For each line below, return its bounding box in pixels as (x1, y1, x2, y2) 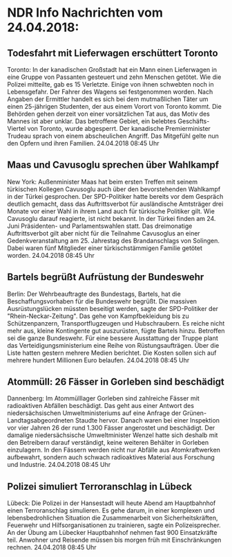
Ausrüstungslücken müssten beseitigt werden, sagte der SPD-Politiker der (7, 304, 219, 312)
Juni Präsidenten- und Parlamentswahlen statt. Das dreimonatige (7, 222, 193, 230)
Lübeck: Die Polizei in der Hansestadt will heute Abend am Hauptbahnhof (7, 499, 216, 507)
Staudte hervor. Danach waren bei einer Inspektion (75, 416, 220, 425)
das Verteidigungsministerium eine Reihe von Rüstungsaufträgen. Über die (7, 341, 220, 349)
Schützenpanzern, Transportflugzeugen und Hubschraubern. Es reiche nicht (7, 319, 225, 327)
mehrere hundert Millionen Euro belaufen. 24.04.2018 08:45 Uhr (7, 355, 190, 364)
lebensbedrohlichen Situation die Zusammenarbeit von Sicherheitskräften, (7, 514, 219, 522)
